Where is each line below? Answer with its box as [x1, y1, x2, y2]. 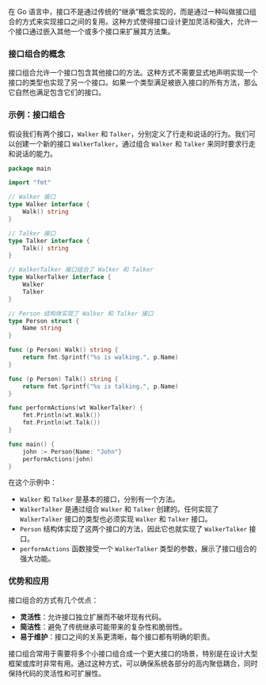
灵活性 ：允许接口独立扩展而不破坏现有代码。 [19, 612, 166, 622]
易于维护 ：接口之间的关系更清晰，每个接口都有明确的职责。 [19, 632, 215, 641]
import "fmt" [8, 179, 51, 187]
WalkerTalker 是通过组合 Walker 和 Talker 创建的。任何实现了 [19, 504, 219, 514]
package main [8, 165, 51, 173]
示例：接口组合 [8, 109, 66, 120]
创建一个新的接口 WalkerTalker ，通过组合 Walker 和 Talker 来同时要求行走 [14, 139, 256, 148]
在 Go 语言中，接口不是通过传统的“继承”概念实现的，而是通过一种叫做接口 [8, 7, 250, 16]
